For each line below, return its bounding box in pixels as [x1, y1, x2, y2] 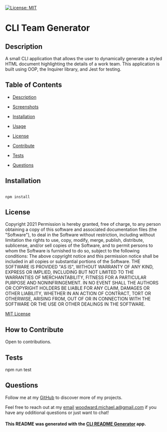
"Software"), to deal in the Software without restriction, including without [5, 232, 155, 238]
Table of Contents [5, 81, 62, 89]
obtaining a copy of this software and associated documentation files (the [5, 226, 157, 233]
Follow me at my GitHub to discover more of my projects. [5, 394, 122, 400]
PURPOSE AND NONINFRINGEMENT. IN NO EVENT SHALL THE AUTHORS [5, 280, 159, 286]
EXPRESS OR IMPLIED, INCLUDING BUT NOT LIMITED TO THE [5, 269, 134, 275]
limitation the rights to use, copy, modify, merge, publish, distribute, [5, 237, 144, 243]
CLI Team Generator [5, 23, 90, 34]
